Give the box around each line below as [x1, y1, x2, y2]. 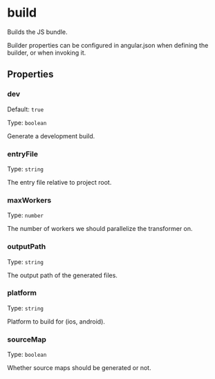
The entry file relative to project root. [7, 178, 112, 186]
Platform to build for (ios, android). [7, 317, 106, 326]
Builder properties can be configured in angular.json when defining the [7, 41, 209, 49]
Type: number [7, 211, 44, 219]
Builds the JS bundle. [7, 28, 68, 36]
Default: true [7, 105, 44, 113]
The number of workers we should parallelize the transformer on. [7, 225, 193, 233]
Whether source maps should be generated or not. [7, 364, 151, 372]
